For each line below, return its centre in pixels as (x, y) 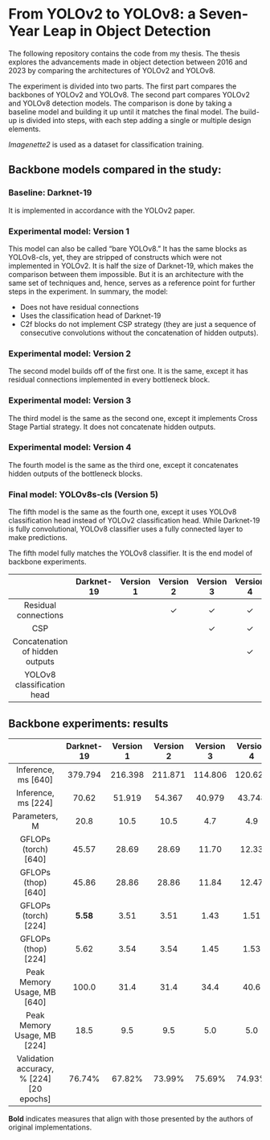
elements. (25, 129)
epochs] (35, 1098)
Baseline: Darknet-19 (50, 192)
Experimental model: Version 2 (70, 353)
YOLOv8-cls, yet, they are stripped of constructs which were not (115, 257)
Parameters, (35, 816)
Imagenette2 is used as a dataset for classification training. (106, 144)
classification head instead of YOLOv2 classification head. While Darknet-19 (134, 521)
